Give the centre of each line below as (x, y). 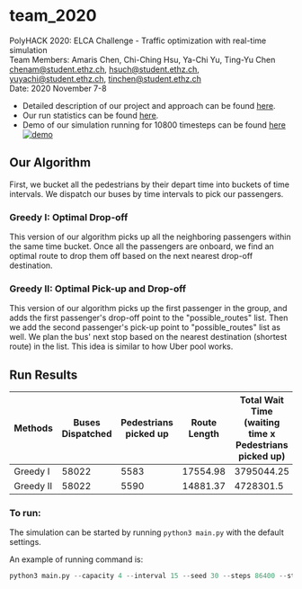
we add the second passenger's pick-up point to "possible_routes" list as (145, 327)
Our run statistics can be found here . (90, 115)
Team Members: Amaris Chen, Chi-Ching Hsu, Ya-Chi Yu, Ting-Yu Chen (142, 59)
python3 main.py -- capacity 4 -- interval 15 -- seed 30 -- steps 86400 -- (148, 576)
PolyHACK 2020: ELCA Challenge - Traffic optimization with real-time (138, 40)
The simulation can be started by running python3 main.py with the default (147, 532)
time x (262, 434)
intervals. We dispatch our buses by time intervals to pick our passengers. (147, 193)
